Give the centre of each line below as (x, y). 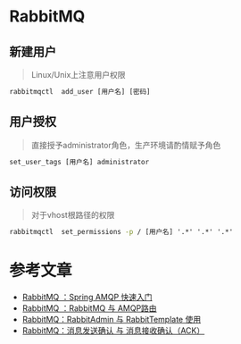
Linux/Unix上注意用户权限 (79, 75)
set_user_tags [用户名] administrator (79, 162)
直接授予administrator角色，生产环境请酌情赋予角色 (126, 145)
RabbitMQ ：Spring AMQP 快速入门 (87, 298)
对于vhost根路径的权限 (73, 215)
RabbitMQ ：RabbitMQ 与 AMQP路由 (90, 308)
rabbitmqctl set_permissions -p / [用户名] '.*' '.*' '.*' (121, 232)
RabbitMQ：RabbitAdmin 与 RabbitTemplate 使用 (112, 320)
